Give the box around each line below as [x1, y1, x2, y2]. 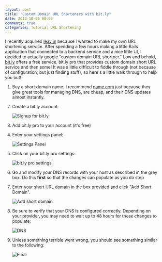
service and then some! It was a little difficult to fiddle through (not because [5, 64, 156, 70]
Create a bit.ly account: [12, 104, 59, 110]
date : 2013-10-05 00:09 [5, 16, 53, 21]
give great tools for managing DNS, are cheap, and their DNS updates [12, 89, 151, 95]
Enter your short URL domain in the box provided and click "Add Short [12, 184, 151, 190]
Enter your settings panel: [12, 132, 64, 138]
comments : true [5, 20, 36, 26]
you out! [5, 75, 22, 81]
